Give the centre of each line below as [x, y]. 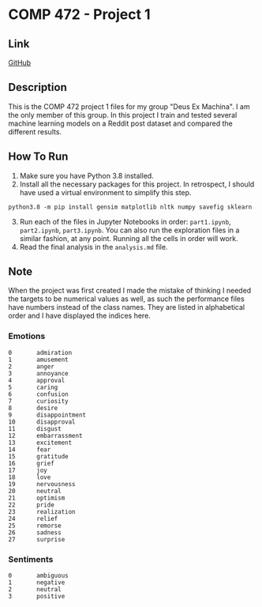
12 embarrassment [45, 435]
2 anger [32, 366]
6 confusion [38, 394]
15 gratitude [38, 456]
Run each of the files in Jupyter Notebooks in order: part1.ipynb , [125, 221]
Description [37, 87]
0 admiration [40, 353]
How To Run [38, 157]
